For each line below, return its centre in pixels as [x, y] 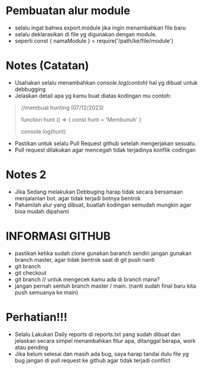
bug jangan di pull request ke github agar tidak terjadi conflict [92, 360]
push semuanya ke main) [46, 292]
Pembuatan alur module [68, 11]
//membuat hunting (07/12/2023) [62, 108]
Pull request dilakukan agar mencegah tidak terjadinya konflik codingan [105, 150]
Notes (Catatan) [48, 66]
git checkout [30, 273]
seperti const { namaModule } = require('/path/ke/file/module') [94, 41]
